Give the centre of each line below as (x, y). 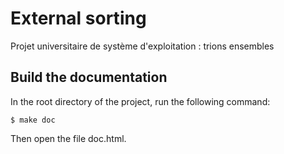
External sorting (78, 18)
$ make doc (33, 120)
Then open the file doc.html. (68, 138)
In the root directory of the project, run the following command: (140, 101)
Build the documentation (89, 77)
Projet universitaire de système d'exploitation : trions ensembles (142, 46)
